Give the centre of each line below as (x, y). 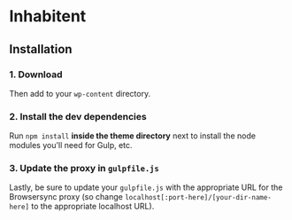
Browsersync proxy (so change (66, 197)
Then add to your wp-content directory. (80, 93)
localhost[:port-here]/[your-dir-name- (199, 198)
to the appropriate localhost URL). (92, 207)
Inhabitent (48, 16)
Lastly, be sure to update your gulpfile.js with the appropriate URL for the (146, 187)
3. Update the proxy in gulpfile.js (84, 169)
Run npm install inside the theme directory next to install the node (133, 136)
